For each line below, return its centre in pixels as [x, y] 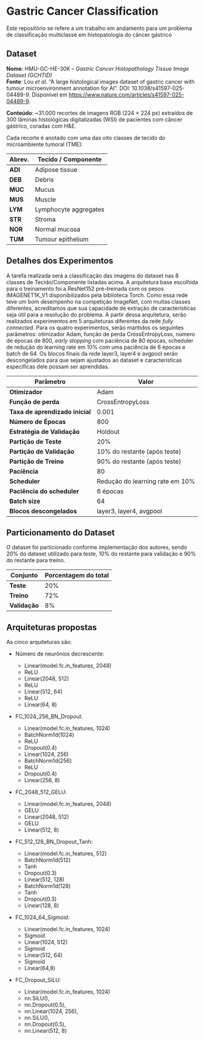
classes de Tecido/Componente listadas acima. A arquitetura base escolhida [102, 282]
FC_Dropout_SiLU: [38, 980]
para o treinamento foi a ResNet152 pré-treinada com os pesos [85, 288]
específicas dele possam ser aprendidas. [58, 366]
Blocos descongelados [43, 511]
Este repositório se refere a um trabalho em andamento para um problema [99, 28]
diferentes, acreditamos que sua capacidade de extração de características [101, 308]
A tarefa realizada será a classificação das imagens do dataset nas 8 [93, 276]
